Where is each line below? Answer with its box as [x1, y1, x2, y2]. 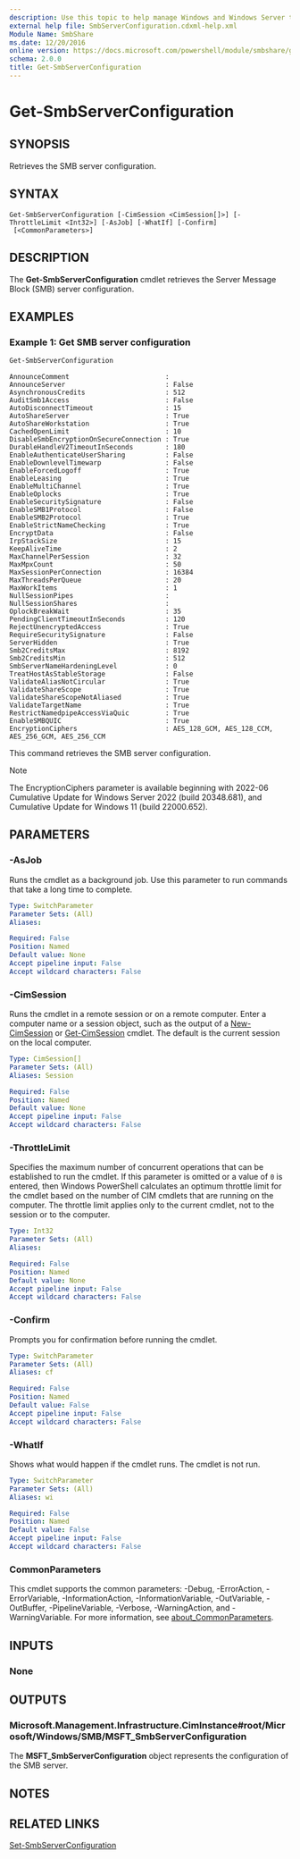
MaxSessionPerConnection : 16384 [9, 568, 194, 577]
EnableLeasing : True [9, 475, 190, 484]
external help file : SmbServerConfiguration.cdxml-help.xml [9, 21, 238, 30]
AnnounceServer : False [9, 381, 194, 390]
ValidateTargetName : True [9, 701, 190, 711]
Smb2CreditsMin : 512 [9, 654, 186, 663]
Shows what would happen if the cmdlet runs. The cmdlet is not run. [9, 1459, 261, 1469]
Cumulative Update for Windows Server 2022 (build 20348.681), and [9, 792, 262, 803]
